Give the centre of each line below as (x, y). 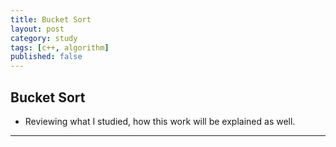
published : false (46, 57)
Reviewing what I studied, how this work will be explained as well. (160, 121)
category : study (44, 38)
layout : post (37, 29)
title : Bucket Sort (51, 19)
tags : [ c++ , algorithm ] (60, 47)
